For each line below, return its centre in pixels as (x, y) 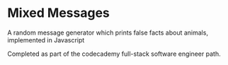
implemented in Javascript (46, 40)
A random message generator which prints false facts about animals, (108, 32)
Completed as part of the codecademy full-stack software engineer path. (114, 54)
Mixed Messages (58, 13)
